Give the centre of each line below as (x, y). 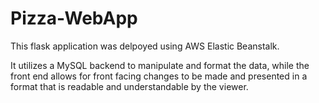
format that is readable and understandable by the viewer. (129, 86)
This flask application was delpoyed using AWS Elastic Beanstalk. (145, 46)
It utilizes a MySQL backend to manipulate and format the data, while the (160, 65)
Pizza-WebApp (74, 18)
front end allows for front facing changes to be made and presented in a (159, 76)
